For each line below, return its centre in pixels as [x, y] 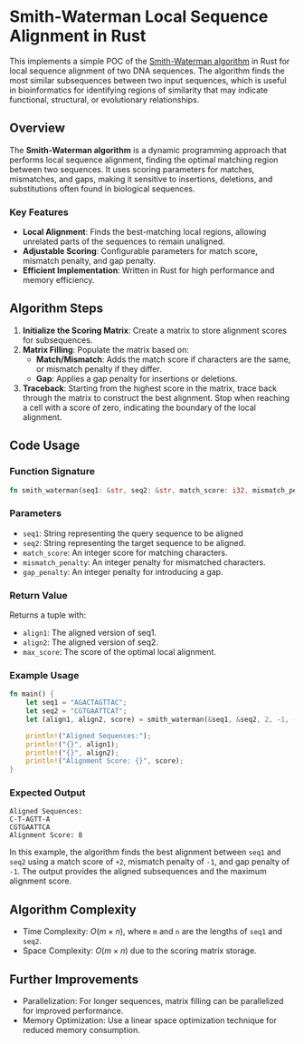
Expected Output [47, 793]
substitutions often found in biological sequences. [103, 189]
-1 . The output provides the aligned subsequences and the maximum [138, 872]
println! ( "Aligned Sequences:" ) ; [89, 736]
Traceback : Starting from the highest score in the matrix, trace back [150, 388]
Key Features [39, 212]
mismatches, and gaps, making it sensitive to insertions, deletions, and [141, 179]
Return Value [38, 595]
